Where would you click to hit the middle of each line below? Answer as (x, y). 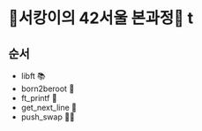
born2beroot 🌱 (48, 89)
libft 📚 (33, 76)
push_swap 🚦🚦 (48, 117)
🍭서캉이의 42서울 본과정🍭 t (101, 18)
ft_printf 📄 (39, 98)
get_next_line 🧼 (49, 108)
